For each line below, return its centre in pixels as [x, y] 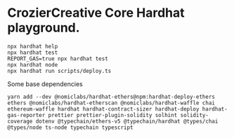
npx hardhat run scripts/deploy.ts [59, 71]
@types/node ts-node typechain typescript [70, 127]
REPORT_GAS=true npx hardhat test [58, 58]
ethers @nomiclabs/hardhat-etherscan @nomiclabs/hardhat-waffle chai [111, 103]
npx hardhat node [33, 64]
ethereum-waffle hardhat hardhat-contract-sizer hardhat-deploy [103, 109]
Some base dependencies [45, 84]
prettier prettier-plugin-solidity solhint [113, 115]
